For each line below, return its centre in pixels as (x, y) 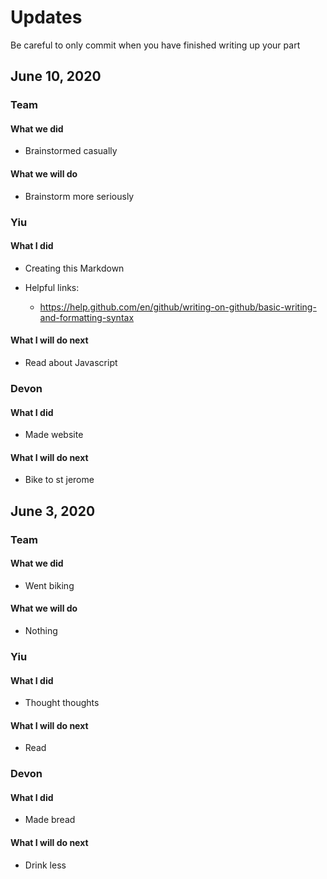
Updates (46, 17)
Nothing (41, 631)
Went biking (49, 585)
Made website (54, 435)
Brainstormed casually (71, 151)
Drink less (45, 865)
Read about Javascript (71, 362)
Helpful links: (52, 287)
